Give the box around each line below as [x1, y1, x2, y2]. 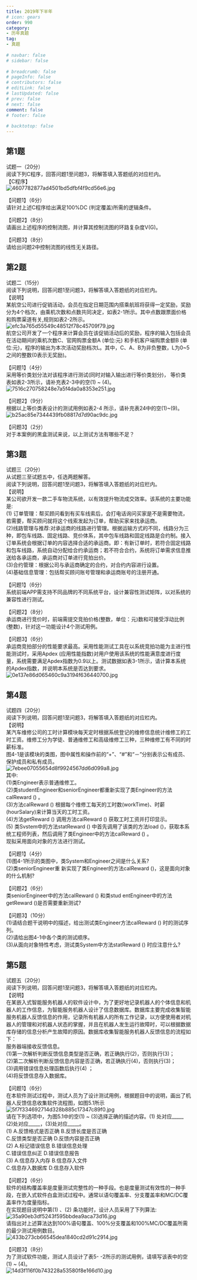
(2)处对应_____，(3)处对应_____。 [6, 1120, 85, 1127]
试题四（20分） [6, 707, 44, 714]
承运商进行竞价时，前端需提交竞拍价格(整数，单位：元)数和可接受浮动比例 [6, 616, 185, 623]
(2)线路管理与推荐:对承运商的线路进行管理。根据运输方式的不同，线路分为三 [6, 525, 189, 532]
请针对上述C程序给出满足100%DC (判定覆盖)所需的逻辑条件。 [6, 204, 154, 211]
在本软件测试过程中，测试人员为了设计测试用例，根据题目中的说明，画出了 [6, 1092, 186, 1099]
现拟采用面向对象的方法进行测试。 [6, 838, 89, 845]
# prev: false [6, 96, 41, 102]
